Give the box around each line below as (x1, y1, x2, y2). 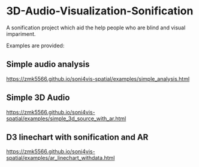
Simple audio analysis (6, 59, 90, 69)
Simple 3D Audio (6, 93, 70, 103)
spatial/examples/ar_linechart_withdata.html (6, 154, 115, 162)
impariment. (6, 30, 36, 37)
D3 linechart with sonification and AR (6, 132, 149, 142)
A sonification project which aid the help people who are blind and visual (6, 24, 186, 31)
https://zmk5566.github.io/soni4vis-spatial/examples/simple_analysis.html (6, 75, 190, 82)
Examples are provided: (6, 42, 65, 49)
